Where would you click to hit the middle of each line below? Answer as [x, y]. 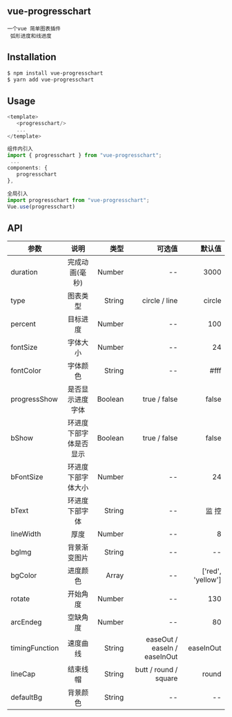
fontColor [26, 371]
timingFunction [35, 648]
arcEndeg [26, 622]
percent [23, 324]
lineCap [23, 674]
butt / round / [156, 670]
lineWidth [26, 534]
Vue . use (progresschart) [41, 207]
